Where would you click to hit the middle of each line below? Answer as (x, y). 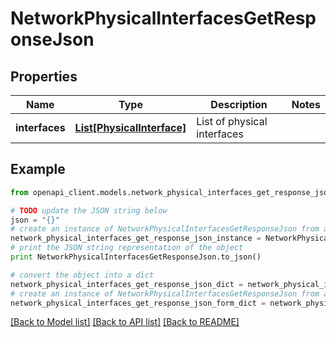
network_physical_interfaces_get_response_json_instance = (136, 238)
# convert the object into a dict (82, 275)
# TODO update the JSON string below (89, 210)
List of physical (232, 121)
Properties (44, 76)
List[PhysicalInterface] (130, 127)
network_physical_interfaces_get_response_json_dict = (127, 284)
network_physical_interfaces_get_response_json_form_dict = (138, 303)
